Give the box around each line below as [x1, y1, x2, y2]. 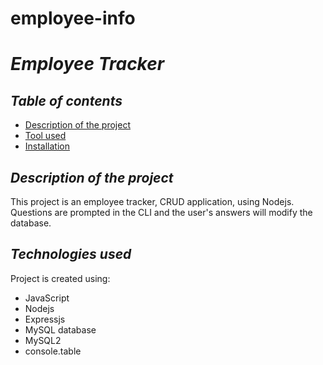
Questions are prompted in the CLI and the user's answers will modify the [10, 207, 313, 218]
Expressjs [24, 313, 66, 325]
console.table [24, 345, 82, 357]
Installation [24, 140, 71, 152]
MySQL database [24, 323, 97, 336]
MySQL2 [24, 334, 62, 346]
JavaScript [24, 292, 70, 304]
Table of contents [10, 92, 123, 109]
